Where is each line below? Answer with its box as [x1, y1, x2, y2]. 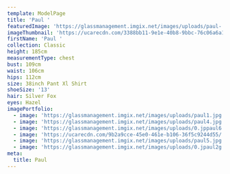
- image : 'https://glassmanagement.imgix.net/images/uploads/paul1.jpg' [13, 112, 225, 119]
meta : [7, 150, 23, 158]
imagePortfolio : [7, 105, 53, 112]
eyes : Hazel [7, 99, 41, 106]
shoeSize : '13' [7, 86, 51, 93]
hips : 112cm [7, 73, 41, 81]
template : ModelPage [7, 10, 66, 17]
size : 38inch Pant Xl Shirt [7, 80, 88, 87]
